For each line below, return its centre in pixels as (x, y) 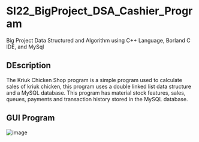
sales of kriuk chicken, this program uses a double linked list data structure (99, 86)
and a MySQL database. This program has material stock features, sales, (96, 93)
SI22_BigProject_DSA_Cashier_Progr (99, 11)
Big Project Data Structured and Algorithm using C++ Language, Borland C (98, 40)
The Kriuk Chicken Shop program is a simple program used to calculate (94, 80)
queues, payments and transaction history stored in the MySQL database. (97, 99)
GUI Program (31, 118)
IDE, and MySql (25, 47)
